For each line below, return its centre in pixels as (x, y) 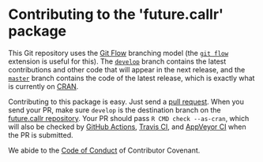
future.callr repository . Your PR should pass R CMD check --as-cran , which (129, 118)
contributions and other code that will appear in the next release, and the (127, 69)
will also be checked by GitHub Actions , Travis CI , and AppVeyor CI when (127, 127)
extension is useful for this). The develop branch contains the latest (117, 61)
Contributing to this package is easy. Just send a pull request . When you (126, 101)
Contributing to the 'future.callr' (116, 15)
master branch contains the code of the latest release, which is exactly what (131, 78)
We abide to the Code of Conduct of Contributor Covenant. (104, 150)
